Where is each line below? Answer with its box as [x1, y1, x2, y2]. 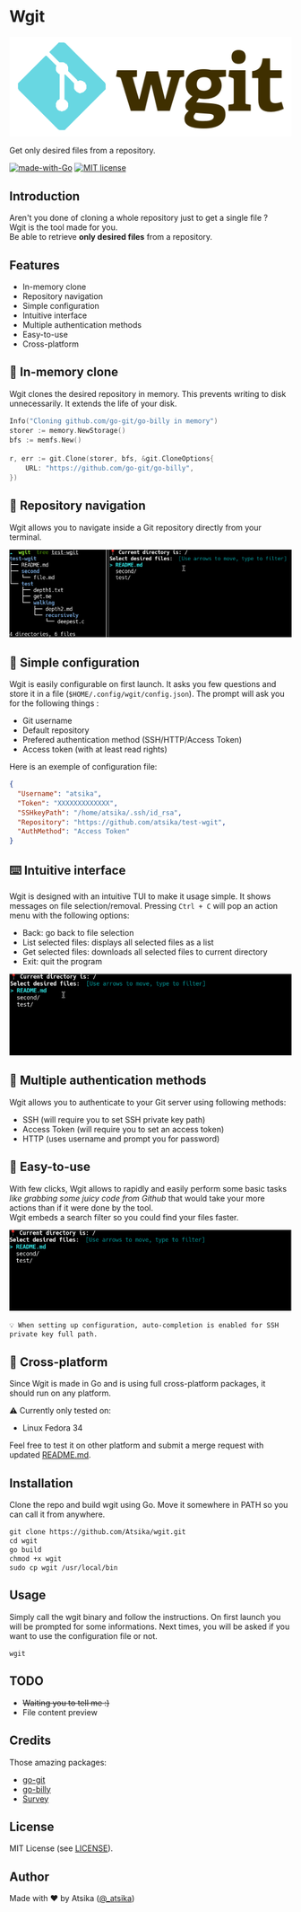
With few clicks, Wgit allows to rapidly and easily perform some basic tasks [9, 1183, 288, 1194]
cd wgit [9, 1537, 39, 1546]
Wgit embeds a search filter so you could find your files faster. [9, 1212, 239, 1222]
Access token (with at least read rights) [21, 744, 168, 755]
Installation [9, 1476, 73, 1491]
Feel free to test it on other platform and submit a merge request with [9, 1440, 264, 1451]
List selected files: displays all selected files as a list [21, 937, 214, 947]
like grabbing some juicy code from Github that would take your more [9, 1193, 266, 1203]
